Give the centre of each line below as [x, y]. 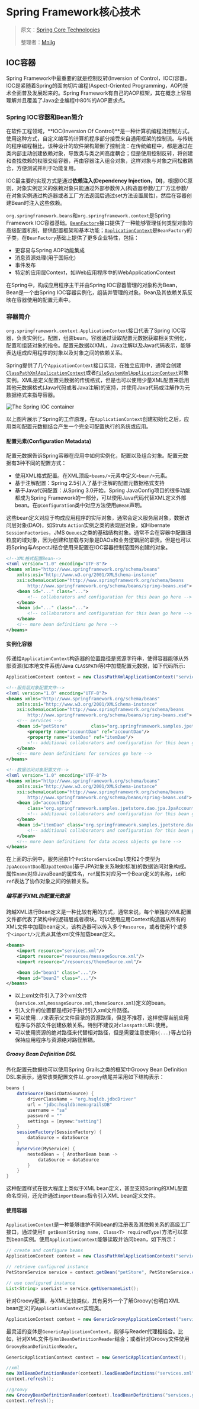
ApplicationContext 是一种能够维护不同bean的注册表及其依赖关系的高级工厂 [98, 1225]
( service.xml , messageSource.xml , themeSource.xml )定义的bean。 [92, 1003]
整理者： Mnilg [38, 42]
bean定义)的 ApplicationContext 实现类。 [55, 1308]
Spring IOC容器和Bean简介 [45, 117]
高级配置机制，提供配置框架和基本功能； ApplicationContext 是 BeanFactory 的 [99, 230]
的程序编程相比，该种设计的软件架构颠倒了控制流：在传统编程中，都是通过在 [99, 146]
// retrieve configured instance [47, 1267]
